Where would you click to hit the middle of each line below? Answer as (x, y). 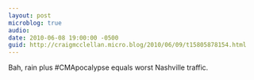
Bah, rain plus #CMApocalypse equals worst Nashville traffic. (108, 67)
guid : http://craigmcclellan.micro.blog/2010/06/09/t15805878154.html (127, 45)
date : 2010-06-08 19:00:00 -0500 (63, 38)
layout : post (30, 15)
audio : (19, 30)
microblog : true (35, 23)
